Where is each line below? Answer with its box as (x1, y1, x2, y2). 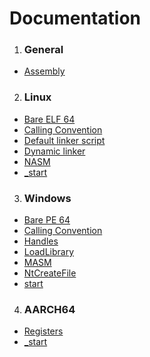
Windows (23, 191, 72, 205)
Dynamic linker (23, 145, 86, 157)
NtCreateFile (23, 267, 77, 279)
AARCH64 (23, 303, 76, 316)
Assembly (23, 65, 66, 77)
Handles (23, 235, 59, 247)
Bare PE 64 (23, 214, 71, 226)
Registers (23, 325, 64, 337)
